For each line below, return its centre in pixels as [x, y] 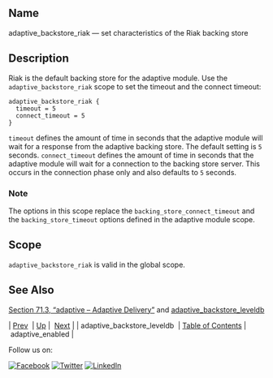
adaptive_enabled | [42, 334]
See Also [31, 290]
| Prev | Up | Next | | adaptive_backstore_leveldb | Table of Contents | [127, 325]
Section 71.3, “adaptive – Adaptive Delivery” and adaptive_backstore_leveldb [136, 309]
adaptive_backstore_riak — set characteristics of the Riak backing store [128, 32]
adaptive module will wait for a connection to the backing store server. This [134, 163]
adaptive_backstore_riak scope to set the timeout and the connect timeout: [135, 86]
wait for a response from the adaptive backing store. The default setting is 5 [135, 146]
